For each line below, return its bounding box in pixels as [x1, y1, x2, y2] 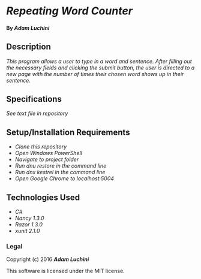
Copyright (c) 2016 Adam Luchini [6, 256, 89, 263]
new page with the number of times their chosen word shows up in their [6, 70, 184, 77]
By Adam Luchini [6, 24, 50, 31]
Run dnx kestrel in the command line [14, 169, 106, 176]
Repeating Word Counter [6, 4, 133, 18]
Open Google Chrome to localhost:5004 [14, 175, 115, 182]
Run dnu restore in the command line [14, 162, 107, 169]
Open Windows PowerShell [14, 150, 82, 157]
